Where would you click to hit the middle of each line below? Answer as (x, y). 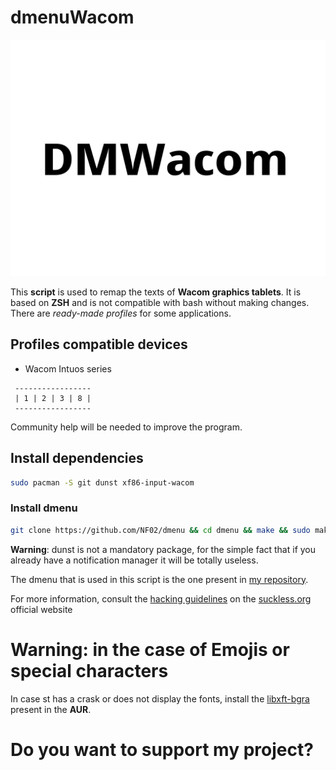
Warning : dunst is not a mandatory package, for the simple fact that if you (163, 549)
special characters (89, 670)
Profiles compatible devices (99, 344)
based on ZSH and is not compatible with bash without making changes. (160, 302)
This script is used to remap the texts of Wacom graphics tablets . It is (156, 292)
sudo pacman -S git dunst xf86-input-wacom (102, 482)
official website (41, 609)
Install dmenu (44, 508)
